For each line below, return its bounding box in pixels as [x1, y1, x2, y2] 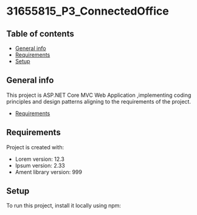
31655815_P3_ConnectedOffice [6, 4, 169, 18]
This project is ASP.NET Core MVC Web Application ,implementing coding [6, 91, 192, 99]
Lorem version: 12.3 [15, 155, 65, 163]
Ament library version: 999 [15, 168, 82, 175]
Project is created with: [6, 143, 64, 150]
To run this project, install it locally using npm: [6, 202, 122, 210]
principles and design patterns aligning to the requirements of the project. [6, 97, 192, 105]
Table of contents [6, 29, 74, 39]
